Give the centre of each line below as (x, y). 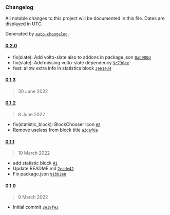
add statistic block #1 (35, 163)
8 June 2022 (31, 114)
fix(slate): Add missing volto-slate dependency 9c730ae (71, 62)
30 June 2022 (33, 91)
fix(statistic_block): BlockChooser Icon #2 (56, 124)
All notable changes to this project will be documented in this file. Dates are (85, 19)
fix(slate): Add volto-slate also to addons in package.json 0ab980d (82, 57)
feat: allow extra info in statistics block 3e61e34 (62, 68)
